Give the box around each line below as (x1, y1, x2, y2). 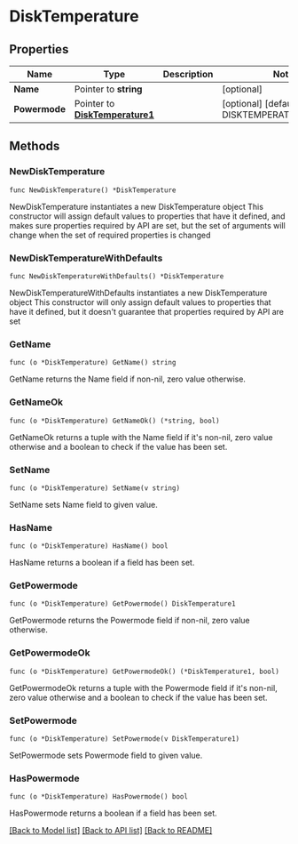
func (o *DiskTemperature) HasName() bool (9, 542, 169, 551)
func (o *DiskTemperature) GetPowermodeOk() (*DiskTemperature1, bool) (9, 667, 279, 676)
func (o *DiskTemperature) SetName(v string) (9, 483, 180, 493)
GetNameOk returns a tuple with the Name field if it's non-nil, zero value (9, 431, 273, 442)
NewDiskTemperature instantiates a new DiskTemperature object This (9, 201, 264, 212)
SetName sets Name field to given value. (9, 499, 158, 510)
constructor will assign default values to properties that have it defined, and (9, 211, 286, 221)
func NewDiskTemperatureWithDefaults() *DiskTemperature (9, 271, 224, 281)
